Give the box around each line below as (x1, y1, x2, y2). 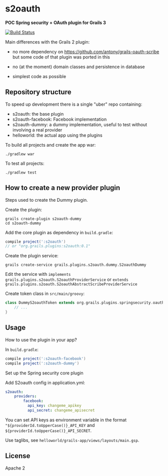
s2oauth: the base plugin (12, 111, 64, 117)
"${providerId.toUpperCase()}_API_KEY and (5, 422, 95, 428)
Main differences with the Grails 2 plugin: (5, 39, 90, 45)
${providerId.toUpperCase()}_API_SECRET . (5, 427, 92, 433)
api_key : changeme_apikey (27, 403, 81, 408)
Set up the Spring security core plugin (5, 370, 83, 376)
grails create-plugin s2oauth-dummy (5, 216, 81, 221)
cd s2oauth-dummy (5, 221, 41, 226)
